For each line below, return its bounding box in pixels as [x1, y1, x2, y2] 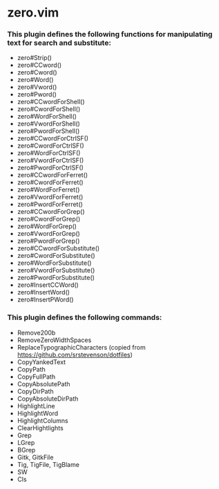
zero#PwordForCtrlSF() [17, 163, 84, 172]
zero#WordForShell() [17, 112, 77, 121]
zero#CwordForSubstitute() [17, 252, 95, 260]
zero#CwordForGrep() [17, 215, 81, 223]
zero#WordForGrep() [17, 222, 77, 230]
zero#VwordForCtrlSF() [17, 157, 84, 165]
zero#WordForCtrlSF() [17, 149, 81, 157]
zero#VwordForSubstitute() [17, 266, 95, 275]
